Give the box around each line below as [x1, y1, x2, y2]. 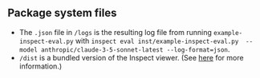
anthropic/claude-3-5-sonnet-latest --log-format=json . [40, 44, 230, 54]
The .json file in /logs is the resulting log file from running [18, 27, 212, 37]
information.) [18, 61, 63, 71]
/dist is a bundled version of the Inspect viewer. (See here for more [18, 53, 244, 62]
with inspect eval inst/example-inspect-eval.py [75, 36, 239, 45]
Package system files [7, 6, 117, 20]
